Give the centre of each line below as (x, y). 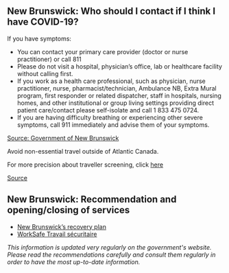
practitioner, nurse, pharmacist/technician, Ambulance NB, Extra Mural (117, 88)
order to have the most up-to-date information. (74, 262)
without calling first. (45, 73)
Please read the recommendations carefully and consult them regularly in (111, 254)
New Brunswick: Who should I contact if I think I (111, 11)
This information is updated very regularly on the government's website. (109, 247)
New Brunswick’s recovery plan (61, 226)
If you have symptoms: (39, 38)
